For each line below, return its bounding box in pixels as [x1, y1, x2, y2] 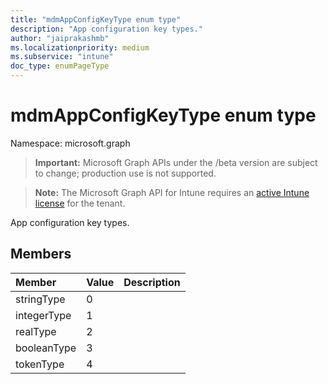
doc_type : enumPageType [10, 61, 110, 71]
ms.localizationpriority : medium [10, 42, 150, 53]
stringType [15, 292, 66, 306]
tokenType [15, 357, 65, 371]
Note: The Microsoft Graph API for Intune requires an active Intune [34, 186, 310, 198]
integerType [15, 308, 72, 322]
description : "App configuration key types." [10, 24, 203, 34]
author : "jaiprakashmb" [10, 33, 110, 43]
